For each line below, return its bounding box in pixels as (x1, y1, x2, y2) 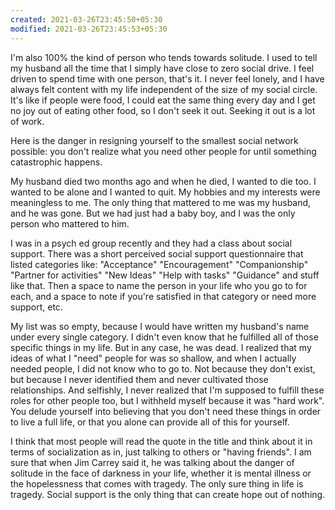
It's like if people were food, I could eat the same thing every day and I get (10, 94, 316, 106)
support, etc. (10, 301, 63, 313)
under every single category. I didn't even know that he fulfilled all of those (10, 331, 319, 343)
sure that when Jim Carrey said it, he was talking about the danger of (10, 456, 295, 468)
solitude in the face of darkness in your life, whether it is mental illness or (10, 467, 312, 479)
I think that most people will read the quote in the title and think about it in (10, 435, 313, 447)
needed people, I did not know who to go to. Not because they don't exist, (10, 362, 316, 375)
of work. (10, 115, 45, 127)
